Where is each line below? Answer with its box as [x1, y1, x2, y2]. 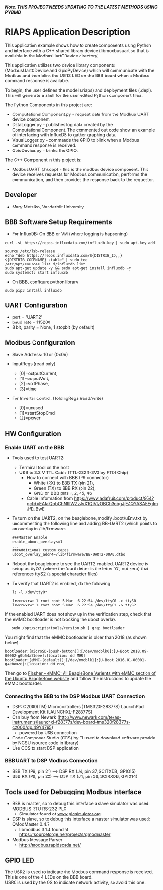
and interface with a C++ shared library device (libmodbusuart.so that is [5, 47, 149, 53]
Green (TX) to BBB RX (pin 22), [33, 485, 96, 491]
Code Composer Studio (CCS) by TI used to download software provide [12, 735, 156, 741]
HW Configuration [5, 429, 62, 437]
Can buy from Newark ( [12, 714, 59, 720]
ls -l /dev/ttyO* [12, 589, 48, 595]
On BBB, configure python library [12, 279, 79, 284]
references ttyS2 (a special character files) [12, 571, 98, 577]
